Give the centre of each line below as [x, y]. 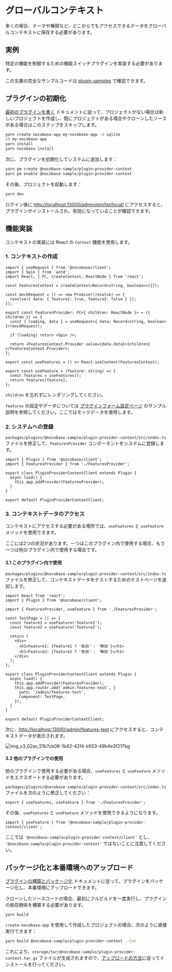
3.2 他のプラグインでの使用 [34, 759]
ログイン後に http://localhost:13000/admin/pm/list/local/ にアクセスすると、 [85, 204]
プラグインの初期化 [36, 98]
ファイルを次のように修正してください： [48, 793]
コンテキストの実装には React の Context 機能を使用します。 [69, 242]
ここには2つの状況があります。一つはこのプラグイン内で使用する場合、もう [85, 544]
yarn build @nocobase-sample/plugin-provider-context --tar [71, 941]
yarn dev [15, 194]
